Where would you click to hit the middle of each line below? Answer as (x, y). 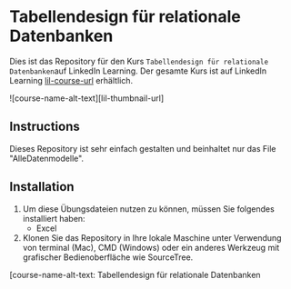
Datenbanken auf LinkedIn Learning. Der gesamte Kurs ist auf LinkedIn (138, 71)
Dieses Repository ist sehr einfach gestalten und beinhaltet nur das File (143, 148)
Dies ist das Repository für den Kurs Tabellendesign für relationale (139, 61)
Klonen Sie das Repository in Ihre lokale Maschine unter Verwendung (152, 237)
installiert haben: (54, 218)
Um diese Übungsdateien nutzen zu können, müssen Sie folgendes (148, 209)
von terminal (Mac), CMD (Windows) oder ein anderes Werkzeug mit (151, 247)
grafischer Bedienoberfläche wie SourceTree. (108, 257)
